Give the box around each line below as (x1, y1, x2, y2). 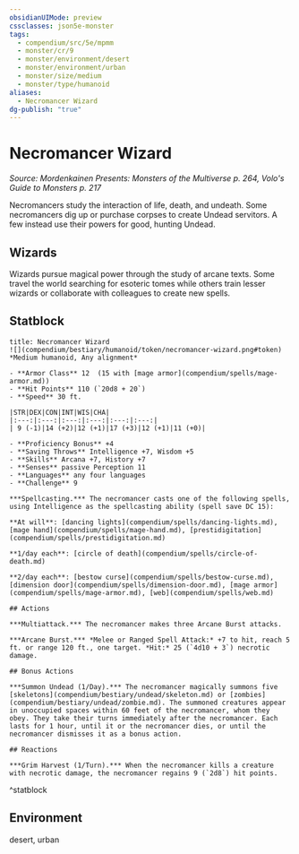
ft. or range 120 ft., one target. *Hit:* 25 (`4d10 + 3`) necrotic (9, 643, 270, 652)
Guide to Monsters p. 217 (9, 183, 102, 194)
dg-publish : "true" (9, 105, 82, 114)
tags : (9, 30, 30, 39)
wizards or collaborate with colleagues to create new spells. (9, 288, 231, 298)
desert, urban (9, 834, 60, 845)
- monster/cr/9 (17, 47, 74, 56)
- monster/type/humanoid (17, 80, 110, 89)
